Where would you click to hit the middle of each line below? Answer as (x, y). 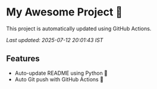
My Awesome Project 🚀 (65, 12)
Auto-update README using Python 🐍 (61, 73)
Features (23, 59)
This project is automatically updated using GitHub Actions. (79, 28)
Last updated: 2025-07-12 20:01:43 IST (55, 40)
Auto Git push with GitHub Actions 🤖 (59, 79)
